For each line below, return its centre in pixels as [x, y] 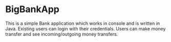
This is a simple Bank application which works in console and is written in [83, 23]
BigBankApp [33, 9]
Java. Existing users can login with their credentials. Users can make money [85, 28]
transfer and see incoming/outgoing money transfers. [62, 34]
